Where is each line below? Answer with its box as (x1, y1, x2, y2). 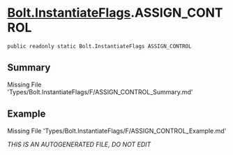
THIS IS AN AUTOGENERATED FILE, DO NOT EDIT (7, 140, 151, 148)
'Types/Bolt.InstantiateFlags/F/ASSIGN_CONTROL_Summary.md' (7, 87, 193, 96)
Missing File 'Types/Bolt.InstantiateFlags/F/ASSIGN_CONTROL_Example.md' (7, 126, 227, 135)
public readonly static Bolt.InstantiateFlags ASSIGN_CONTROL (7, 43, 192, 50)
